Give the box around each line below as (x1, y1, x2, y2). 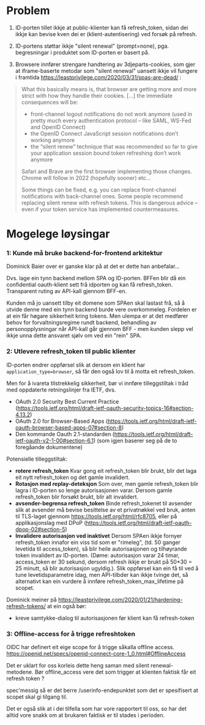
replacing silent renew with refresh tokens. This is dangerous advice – (21, 199, 198, 206)
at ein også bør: (47, 602, 87, 609)
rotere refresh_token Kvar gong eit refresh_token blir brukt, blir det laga (15, 467, 197, 474)
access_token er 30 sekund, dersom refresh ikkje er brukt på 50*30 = (15, 558, 193, 565)
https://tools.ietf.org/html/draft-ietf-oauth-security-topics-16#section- (17, 404, 194, 412)
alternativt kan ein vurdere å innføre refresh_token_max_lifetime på (15, 578, 184, 585)
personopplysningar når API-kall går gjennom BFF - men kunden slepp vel (6, 325, 194, 333)
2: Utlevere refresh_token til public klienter (6, 347, 136, 355)
